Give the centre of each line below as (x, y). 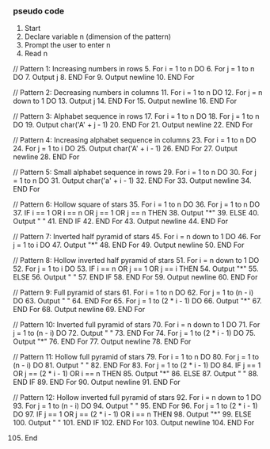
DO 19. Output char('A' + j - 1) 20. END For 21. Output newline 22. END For (133, 125)
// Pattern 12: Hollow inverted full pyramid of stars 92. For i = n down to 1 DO (137, 398)
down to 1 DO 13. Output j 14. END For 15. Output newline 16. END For (125, 101)
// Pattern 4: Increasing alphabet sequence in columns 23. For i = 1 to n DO (135, 140)
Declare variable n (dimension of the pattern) (98, 36)
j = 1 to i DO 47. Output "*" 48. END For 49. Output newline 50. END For (129, 245)
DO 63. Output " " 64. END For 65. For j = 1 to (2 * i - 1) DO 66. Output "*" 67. (137, 301)
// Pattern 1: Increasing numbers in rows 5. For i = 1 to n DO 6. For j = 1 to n (134, 69)
